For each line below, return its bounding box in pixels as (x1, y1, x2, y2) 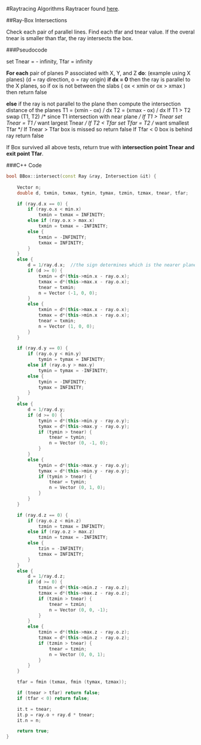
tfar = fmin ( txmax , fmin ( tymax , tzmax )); (17, 679, 127, 685)
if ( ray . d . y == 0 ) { (17, 345, 68, 351)
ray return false (6, 132, 44, 139)
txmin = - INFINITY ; (38, 234, 87, 240)
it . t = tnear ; (17, 706, 52, 712)
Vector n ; (17, 184, 42, 191)
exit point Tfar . (6, 150, 44, 157)
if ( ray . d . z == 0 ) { (17, 512, 68, 518)
